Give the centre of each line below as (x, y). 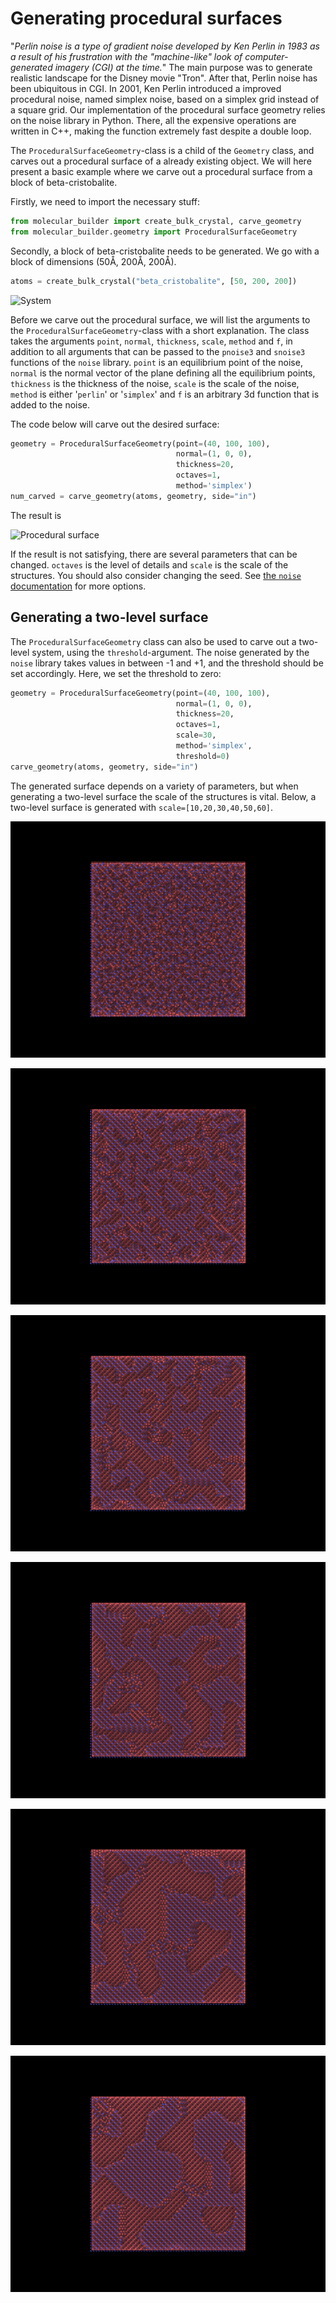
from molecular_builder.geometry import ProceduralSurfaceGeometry (154, 232)
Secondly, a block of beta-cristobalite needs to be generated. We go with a (165, 251)
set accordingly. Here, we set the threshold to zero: (116, 673)
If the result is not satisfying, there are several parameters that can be (154, 554)
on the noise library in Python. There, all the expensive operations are (153, 120)
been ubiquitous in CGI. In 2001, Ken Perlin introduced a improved (146, 88)
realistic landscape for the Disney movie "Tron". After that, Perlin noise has (164, 78)
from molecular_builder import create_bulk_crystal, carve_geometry (156, 221)
